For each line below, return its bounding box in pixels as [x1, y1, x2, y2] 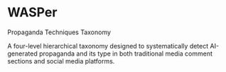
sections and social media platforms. [7, 56, 115, 65]
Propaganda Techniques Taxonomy [7, 28, 112, 36]
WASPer [7, 4, 58, 21]
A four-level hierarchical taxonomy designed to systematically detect [7, 41, 209, 50]
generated [7, 49, 38, 58]
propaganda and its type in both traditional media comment [38, 49, 213, 58]
